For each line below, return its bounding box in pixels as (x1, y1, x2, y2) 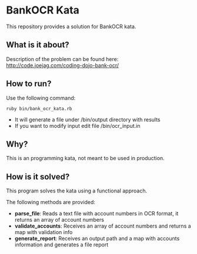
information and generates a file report (14, 241, 109, 248)
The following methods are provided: (6, 199, 96, 206)
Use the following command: (6, 94, 76, 101)
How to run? (6, 79, 52, 89)
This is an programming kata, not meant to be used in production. (6, 155, 165, 162)
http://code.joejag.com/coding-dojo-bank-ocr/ (6, 62, 119, 69)
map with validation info (14, 229, 73, 236)
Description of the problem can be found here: (6, 55, 119, 62)
